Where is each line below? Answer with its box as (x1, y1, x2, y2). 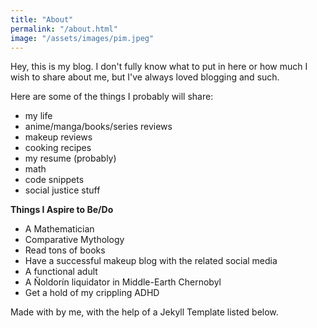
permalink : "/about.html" (10, 24, 118, 34)
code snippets (24, 174, 85, 186)
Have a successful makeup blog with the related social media (24, 255, 278, 267)
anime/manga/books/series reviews (24, 121, 173, 133)
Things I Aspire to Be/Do (10, 204, 114, 216)
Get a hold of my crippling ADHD (24, 287, 160, 299)
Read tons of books (24, 244, 106, 256)
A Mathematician (24, 223, 95, 235)
